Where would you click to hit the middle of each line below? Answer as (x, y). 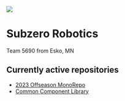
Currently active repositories (63, 70)
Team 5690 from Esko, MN (40, 50)
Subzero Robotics (52, 34)
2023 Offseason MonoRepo (50, 84)
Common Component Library (52, 91)
